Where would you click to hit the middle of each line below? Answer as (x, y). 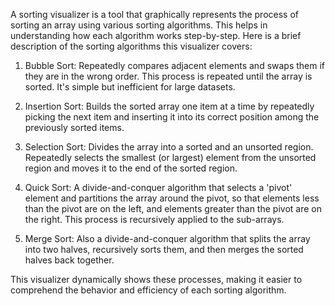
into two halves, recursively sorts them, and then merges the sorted (164, 249)
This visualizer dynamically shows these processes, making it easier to (156, 279)
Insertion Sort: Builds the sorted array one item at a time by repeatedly (169, 106)
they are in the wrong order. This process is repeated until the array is (168, 76)
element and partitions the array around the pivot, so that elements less (172, 198)
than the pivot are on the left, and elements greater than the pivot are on (173, 208)
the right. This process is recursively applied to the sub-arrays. (154, 219)
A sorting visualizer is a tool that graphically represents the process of (155, 14)
